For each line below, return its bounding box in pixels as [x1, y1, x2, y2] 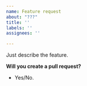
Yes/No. [14, 74, 34, 81]
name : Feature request [6, 8, 61, 15]
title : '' [6, 19, 30, 25]
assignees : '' [6, 30, 41, 36]
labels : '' [6, 25, 33, 31]
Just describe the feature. [6, 51, 68, 59]
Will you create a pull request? [6, 63, 82, 70]
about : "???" [6, 14, 38, 20]
